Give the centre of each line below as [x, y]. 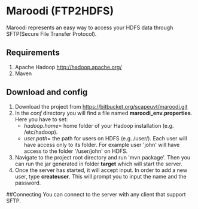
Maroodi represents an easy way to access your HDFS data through [90, 27]
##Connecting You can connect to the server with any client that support [96, 194]
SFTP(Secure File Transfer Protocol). [51, 33]
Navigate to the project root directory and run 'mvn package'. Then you [103, 157]
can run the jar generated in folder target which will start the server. [98, 164]
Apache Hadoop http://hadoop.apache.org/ [68, 67]
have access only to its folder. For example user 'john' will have [102, 145]
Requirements [33, 53]
